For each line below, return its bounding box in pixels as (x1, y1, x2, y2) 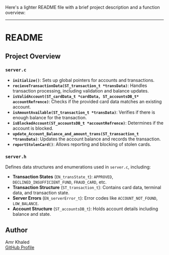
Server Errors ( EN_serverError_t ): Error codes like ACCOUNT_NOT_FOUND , (12, 195, 158, 201)
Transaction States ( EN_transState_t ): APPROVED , (12, 174, 113, 180)
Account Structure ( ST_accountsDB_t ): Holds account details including (12, 206, 158, 212)
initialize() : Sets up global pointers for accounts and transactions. (12, 77, 155, 83)
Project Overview (5, 52, 61, 60)
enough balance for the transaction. (12, 114, 87, 120)
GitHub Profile (5, 244, 35, 250)
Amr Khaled (5, 239, 30, 245)
